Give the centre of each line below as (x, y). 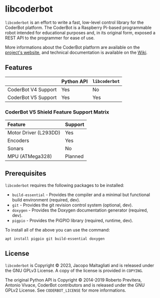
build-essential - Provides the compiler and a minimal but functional (81, 195)
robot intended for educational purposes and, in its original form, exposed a (80, 33)
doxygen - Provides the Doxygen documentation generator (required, (80, 210)
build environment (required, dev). (46, 199)
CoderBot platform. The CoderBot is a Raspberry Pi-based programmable (78, 27)
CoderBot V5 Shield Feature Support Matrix (57, 112)
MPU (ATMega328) (30, 156)
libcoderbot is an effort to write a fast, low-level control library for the (74, 22)
